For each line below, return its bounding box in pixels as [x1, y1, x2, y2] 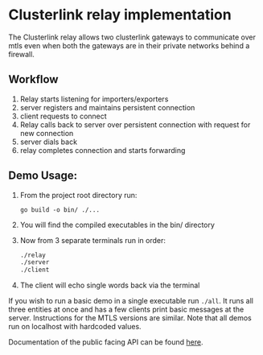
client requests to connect [19, 111, 107, 121]
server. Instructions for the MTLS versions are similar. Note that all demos [8, 313, 252, 323]
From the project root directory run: [19, 190, 138, 200]
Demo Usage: [8, 169, 78, 183]
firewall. [8, 49, 35, 59]
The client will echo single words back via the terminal [19, 280, 200, 291]
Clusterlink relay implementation [8, 6, 232, 24]
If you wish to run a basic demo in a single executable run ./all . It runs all [8, 296, 254, 306]
